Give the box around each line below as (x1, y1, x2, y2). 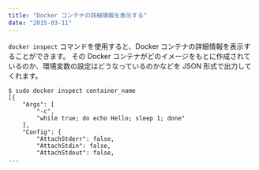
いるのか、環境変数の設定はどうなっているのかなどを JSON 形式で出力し (8, 61, 245, 71)
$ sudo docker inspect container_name (8, 87, 136, 94)
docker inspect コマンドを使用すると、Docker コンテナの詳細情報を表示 (8, 41, 244, 51)
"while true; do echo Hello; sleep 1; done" (36, 114, 186, 122)
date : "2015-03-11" (8, 19, 73, 27)
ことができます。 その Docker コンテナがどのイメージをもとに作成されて (14, 51, 251, 61)
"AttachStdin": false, (36, 142, 111, 150)
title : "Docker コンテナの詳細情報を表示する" (8, 11, 148, 20)
